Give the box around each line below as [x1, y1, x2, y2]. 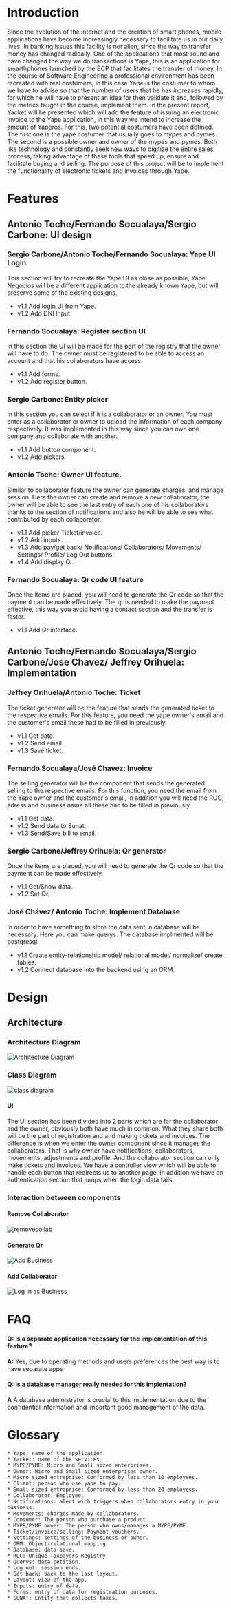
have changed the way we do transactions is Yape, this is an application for [7, 56, 221, 65]
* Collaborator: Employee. [7, 1492, 85, 1499]
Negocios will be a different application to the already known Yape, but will [7, 281, 219, 289]
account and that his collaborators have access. [7, 357, 143, 365]
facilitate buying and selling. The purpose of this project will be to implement [7, 159, 224, 167]
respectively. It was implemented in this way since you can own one [7, 425, 199, 433]
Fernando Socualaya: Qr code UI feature [7, 575, 144, 584]
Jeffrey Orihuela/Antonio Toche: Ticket [7, 688, 141, 697]
